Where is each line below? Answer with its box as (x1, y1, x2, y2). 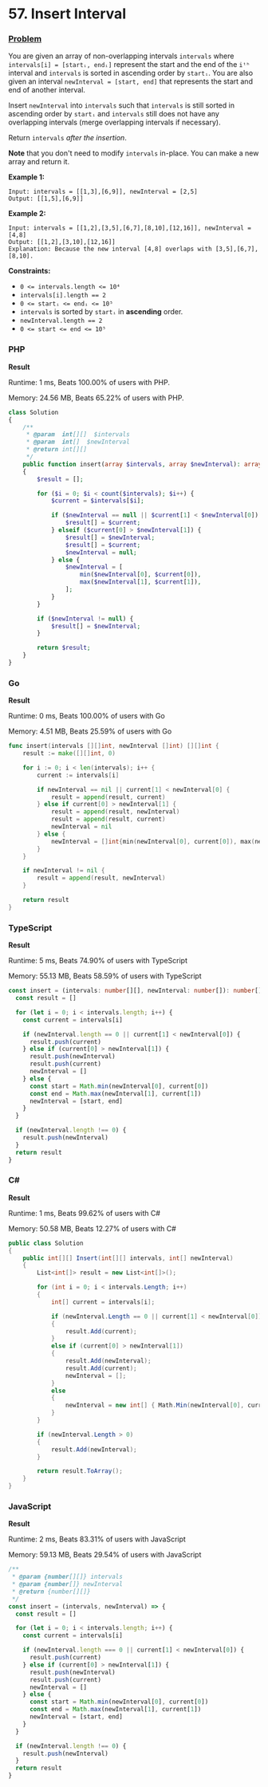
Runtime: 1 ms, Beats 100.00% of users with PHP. (8, 377, 170, 387)
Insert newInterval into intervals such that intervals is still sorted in (8, 100, 235, 110)
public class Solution (8, 1239, 84, 1247)
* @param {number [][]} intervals (11, 1572, 124, 1581)
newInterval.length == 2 (19, 317, 103, 325)
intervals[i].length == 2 (19, 292, 106, 300)
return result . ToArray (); (37, 1467, 124, 1475)
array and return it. (8, 157, 70, 167)
